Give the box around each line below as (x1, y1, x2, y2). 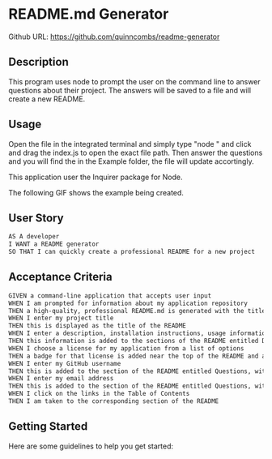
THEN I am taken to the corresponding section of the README (8, 397, 219, 405)
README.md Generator (8, 5, 169, 24)
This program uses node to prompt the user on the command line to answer (8, 76, 261, 86)
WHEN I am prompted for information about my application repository (8, 299, 249, 307)
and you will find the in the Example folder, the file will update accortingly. (8, 156, 254, 166)
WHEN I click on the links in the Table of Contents (8, 390, 190, 398)
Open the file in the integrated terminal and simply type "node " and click (8, 139, 252, 148)
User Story (8, 211, 64, 225)
